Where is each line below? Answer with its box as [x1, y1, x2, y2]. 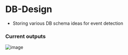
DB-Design [5, 4, 52, 15]
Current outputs [5, 33, 46, 40]
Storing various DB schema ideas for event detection [12, 20, 123, 26]
